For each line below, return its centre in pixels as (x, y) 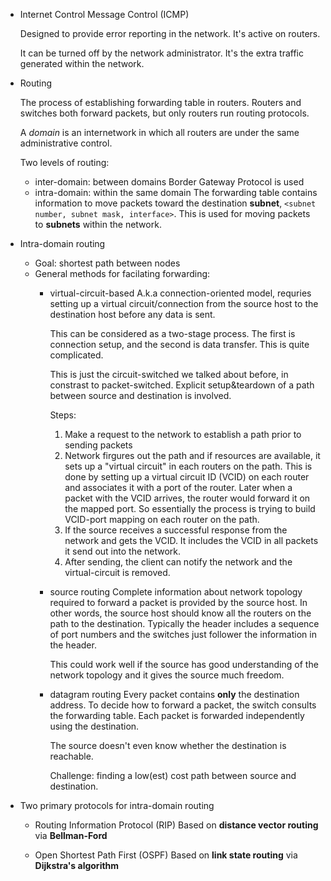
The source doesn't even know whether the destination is (168, 745)
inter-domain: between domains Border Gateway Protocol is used (169, 182)
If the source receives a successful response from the (176, 530)
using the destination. (94, 726)
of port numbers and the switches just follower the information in (183, 634)
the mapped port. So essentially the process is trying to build (190, 508)
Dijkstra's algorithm (77, 865)
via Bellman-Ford (71, 835)
